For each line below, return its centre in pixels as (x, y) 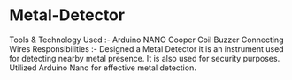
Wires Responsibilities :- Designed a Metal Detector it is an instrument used (147, 48)
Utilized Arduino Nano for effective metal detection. (103, 68)
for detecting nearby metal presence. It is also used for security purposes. (145, 58)
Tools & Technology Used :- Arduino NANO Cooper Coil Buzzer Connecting (146, 40)
